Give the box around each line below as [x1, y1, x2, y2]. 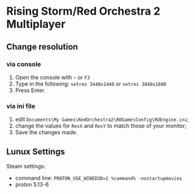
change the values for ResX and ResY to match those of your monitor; [15, 122, 187, 129]
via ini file [6, 102, 35, 110]
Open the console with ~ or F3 [15, 73, 90, 81]
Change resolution [6, 41, 78, 52]
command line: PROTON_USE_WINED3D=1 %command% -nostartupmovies [15, 174, 183, 181]
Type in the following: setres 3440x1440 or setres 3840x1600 [15, 80, 166, 87]
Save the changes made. [15, 129, 78, 136]
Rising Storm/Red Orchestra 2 [6, 4, 160, 18]
